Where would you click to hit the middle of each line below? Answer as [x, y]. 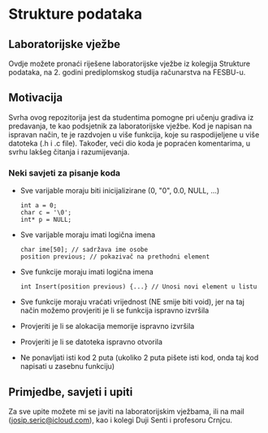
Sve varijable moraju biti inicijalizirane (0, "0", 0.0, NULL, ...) [120, 191]
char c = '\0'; [46, 213]
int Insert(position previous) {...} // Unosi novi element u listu [138, 287]
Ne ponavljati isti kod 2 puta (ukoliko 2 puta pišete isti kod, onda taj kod [139, 357]
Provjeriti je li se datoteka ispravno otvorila [91, 342]
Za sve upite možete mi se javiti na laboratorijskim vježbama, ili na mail [127, 411]
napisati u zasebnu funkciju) [67, 366]
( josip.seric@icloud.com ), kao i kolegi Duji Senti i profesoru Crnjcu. [121, 420]
